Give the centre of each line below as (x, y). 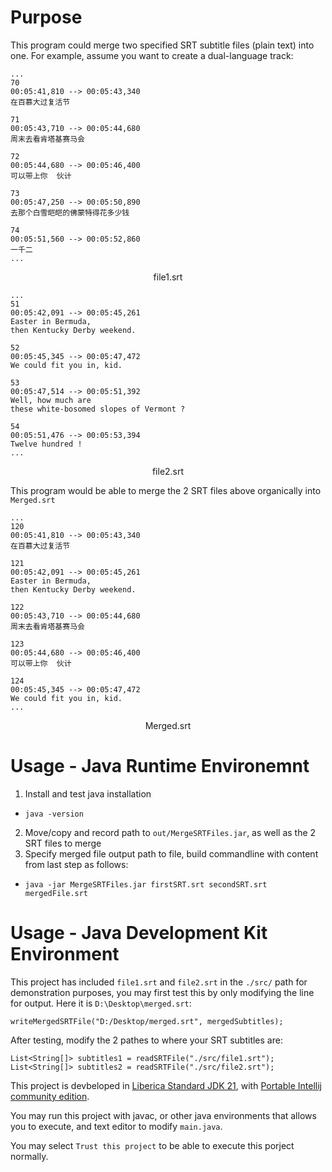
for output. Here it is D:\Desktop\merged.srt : (101, 1003)
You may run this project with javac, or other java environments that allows (163, 1115)
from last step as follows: (76, 864)
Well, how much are (51, 400)
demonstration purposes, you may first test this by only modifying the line (162, 992)
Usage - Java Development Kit (139, 933)
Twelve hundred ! (46, 444)
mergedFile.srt (56, 893)
